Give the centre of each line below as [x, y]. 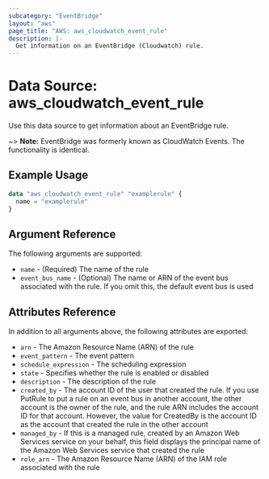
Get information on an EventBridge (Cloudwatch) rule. [110, 46]
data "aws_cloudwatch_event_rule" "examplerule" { [95, 194]
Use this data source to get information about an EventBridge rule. [118, 125]
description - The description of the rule [88, 382]
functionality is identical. [49, 150]
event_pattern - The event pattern [77, 356]
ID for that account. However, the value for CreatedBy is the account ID [138, 416]
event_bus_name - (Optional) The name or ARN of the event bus [124, 278]
